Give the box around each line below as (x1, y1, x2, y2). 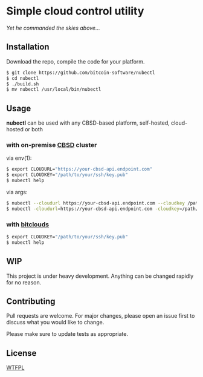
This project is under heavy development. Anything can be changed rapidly (6, 272, 194, 280)
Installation (6, 42, 50, 52)
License (6, 348, 37, 358)
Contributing (6, 296, 56, 306)
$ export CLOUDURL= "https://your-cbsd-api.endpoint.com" (6, 166, 153, 172)
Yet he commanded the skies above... (6, 24, 101, 31)
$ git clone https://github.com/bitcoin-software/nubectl (6, 70, 155, 76)
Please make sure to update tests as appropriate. (6, 330, 129, 338)
